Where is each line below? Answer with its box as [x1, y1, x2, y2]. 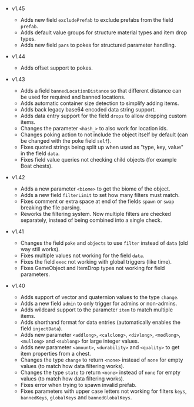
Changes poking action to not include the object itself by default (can [20, 131, 188, 138]
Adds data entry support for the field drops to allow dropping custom [20, 112, 187, 119]
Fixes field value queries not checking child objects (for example [20, 156, 177, 163]
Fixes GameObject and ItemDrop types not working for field [20, 265, 165, 271]
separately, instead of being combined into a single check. [20, 216, 162, 224]
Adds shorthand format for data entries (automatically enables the [20, 319, 181, 326]
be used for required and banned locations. [20, 94, 126, 100]
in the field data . [20, 150, 60, 157]
